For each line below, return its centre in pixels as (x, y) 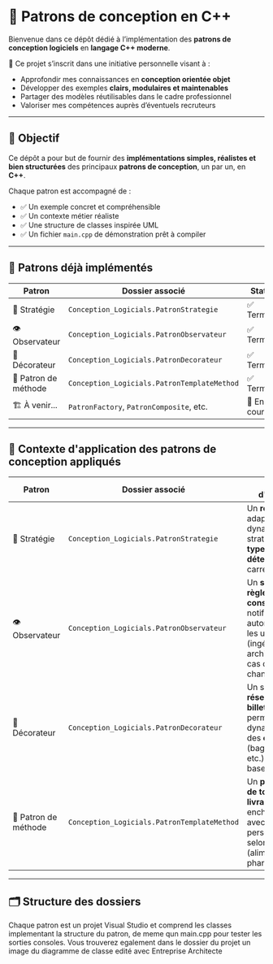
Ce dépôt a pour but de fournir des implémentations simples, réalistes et (132, 158)
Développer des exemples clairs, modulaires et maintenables (124, 88)
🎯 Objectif (34, 139)
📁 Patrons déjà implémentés (81, 268)
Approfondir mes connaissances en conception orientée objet (125, 79)
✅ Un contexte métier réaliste (69, 215)
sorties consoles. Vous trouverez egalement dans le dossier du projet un (130, 943)
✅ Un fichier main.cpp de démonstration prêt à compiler (113, 234)
